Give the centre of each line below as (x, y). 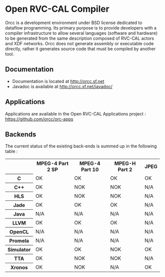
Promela (19, 241)
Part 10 (90, 169)
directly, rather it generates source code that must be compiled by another (81, 49)
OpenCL (19, 232)
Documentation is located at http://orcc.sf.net (58, 81)
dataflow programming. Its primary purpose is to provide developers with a (81, 28)
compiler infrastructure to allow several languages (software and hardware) (82, 33)
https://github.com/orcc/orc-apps (39, 119)
